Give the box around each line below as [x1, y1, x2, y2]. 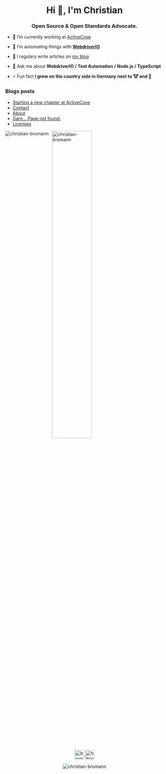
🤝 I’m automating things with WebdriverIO [12, 44, 100, 50]
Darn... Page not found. [12, 115, 61, 122]
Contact [12, 104, 29, 110]
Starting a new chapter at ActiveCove [12, 99, 91, 105]
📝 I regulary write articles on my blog [12, 53, 89, 59]
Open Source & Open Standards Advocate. [31, 23, 138, 30]
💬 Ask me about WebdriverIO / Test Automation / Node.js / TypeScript [12, 63, 161, 70]
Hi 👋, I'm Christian [46, 5, 123, 16]
